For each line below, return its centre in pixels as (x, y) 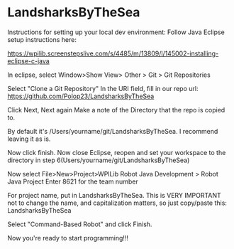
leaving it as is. (29, 139)
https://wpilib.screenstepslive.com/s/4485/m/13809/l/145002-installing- (113, 53)
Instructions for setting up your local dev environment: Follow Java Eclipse (116, 32)
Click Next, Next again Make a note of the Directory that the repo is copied (116, 110)
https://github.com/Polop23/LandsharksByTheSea (81, 96)
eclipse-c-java (28, 60)
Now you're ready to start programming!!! (68, 238)
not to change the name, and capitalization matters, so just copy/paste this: (117, 203)
